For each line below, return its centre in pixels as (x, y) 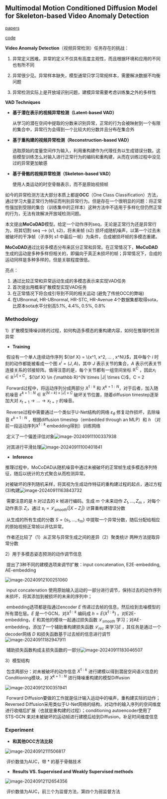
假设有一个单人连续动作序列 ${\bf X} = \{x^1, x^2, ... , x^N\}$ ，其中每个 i (80, 357)
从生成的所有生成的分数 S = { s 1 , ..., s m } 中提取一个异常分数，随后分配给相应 (83, 520)
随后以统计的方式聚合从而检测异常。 (51, 474)
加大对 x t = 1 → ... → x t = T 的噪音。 (41, 401)
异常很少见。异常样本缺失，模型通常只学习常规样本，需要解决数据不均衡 (86, 75)
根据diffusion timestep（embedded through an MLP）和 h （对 (97, 419)
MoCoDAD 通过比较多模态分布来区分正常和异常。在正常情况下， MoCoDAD (82, 247)
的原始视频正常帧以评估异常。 (36, 527)
